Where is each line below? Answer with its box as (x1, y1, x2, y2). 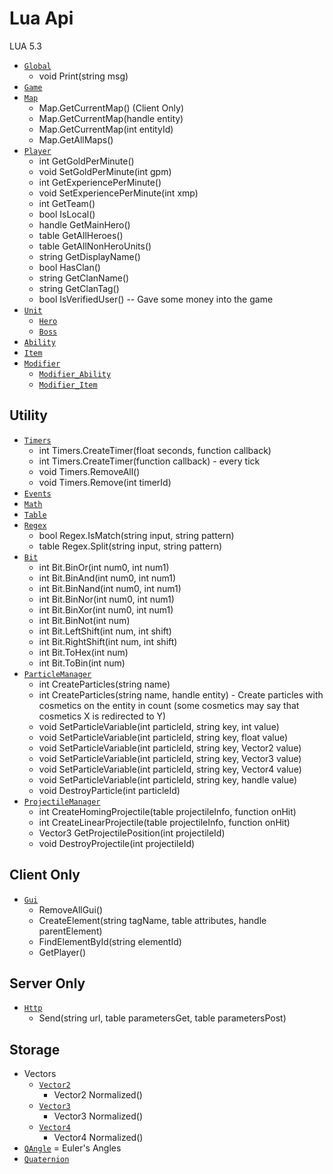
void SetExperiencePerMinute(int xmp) (38, 187, 199, 199)
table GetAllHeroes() (38, 229, 124, 241)
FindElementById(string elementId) (38, 935, 182, 947)
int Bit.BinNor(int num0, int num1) (38, 593, 175, 605)
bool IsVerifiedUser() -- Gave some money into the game (38, 293, 274, 305)
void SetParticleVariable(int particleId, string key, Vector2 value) (38, 742, 302, 754)
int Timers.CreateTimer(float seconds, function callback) (38, 444, 272, 456)
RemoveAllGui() (38, 903, 103, 916)
